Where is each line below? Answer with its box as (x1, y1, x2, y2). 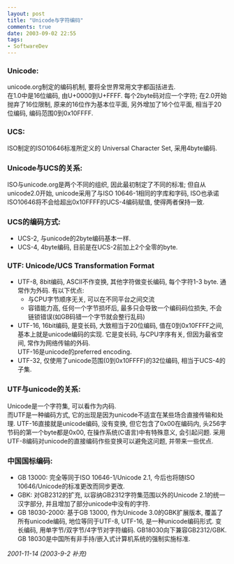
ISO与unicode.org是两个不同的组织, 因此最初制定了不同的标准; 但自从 (7, 180, 206, 188)
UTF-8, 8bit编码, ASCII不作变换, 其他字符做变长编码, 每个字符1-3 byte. (17, 277, 219, 286)
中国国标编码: (7, 456, 53, 466)
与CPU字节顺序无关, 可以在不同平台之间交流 (27, 295, 155, 303)
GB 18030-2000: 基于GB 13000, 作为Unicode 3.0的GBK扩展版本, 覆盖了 (17, 509, 224, 517)
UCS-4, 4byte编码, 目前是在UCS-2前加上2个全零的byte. (17, 243, 178, 252)
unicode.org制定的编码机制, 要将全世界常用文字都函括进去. (7, 83, 176, 91)
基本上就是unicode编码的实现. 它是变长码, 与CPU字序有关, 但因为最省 (17, 330, 218, 338)
